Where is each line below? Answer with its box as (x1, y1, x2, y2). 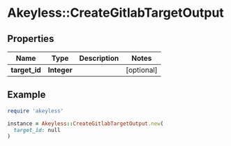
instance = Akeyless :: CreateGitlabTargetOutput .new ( (7, 120, 164, 127)
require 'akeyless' (7, 107, 64, 115)
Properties (7, 33, 54, 45)
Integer (47, 65, 73, 75)
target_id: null (13, 126, 61, 133)
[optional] (125, 65, 158, 75)
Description (79, 54, 119, 63)
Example (7, 89, 46, 101)
